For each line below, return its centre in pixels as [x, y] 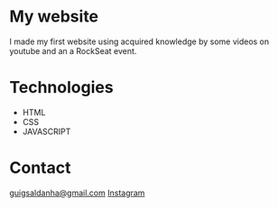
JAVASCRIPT [46, 131]
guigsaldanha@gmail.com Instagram [77, 193]
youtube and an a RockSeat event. [73, 50]
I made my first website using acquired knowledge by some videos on [139, 41]
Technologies [62, 88]
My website [54, 17]
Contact [40, 168]
